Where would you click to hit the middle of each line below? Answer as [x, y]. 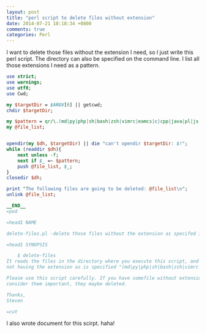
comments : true [26, 29]
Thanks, [16, 295]
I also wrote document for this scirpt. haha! [61, 323]
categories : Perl [29, 35]
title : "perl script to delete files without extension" [81, 18]
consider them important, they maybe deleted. [67, 284]
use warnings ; [25, 82]
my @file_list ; [26, 127]
